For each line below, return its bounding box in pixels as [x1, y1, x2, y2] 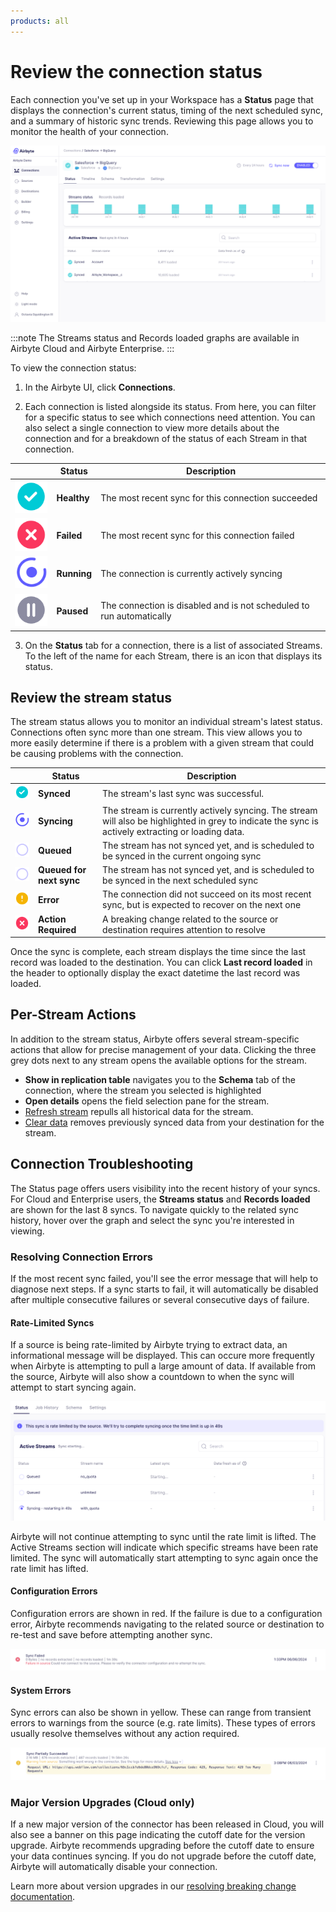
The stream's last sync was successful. [102, 787, 265, 799]
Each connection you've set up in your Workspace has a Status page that [10, 93, 314, 105]
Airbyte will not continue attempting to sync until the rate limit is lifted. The [10, 1530, 317, 1542]
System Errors [10, 1684, 72, 1696]
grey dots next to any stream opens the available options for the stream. [10, 1054, 307, 1066]
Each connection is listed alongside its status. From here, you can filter [24, 400, 317, 412]
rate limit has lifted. [10, 1562, 89, 1574]
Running [56, 567, 93, 579]
